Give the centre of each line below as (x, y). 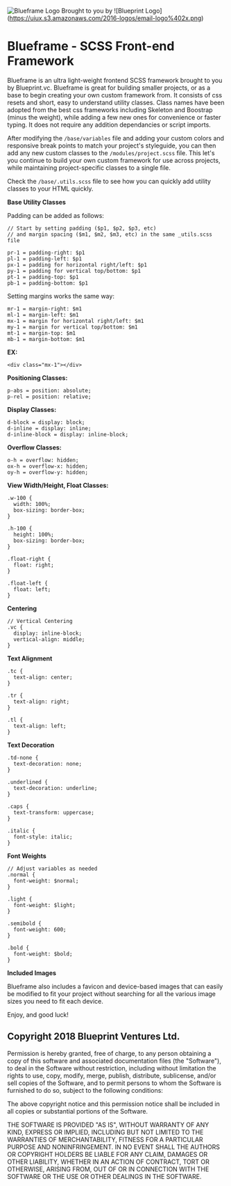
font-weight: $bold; (43, 954)
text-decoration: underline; (55, 788)
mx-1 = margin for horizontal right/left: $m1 (76, 321)
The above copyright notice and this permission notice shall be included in (113, 1104)
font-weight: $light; (45, 905)
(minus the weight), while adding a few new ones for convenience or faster (114, 117)
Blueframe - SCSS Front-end (91, 46)
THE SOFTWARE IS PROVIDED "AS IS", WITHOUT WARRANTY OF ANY (108, 1125)
